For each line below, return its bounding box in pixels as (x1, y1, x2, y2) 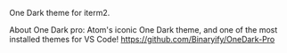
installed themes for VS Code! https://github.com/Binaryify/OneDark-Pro (9, 34, 275, 44)
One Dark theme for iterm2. (9, 8, 111, 18)
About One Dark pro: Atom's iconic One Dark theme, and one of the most (9, 25, 278, 34)
